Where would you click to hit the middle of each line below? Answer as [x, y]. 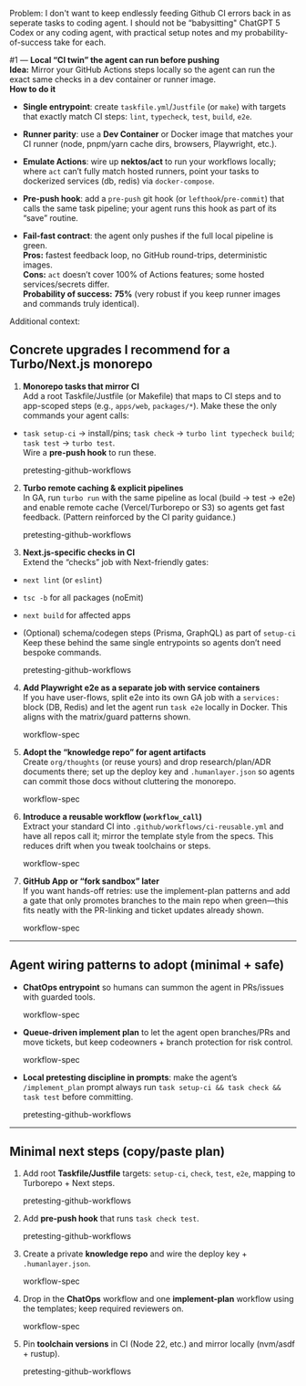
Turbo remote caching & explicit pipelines [103, 488]
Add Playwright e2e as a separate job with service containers [141, 688]
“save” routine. [51, 218]
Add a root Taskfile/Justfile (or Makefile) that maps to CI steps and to [152, 395]
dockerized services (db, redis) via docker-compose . [119, 181]
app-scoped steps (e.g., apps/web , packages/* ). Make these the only [150, 405]
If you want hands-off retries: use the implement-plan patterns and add [156, 890]
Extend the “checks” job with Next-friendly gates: [116, 562]
